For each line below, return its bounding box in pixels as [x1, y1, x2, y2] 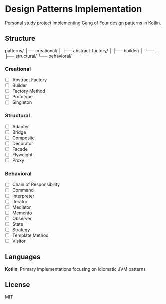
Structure [5, 34, 36, 43]
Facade [12, 146, 28, 152]
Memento [12, 210, 32, 216]
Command [12, 187, 34, 193]
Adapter [12, 123, 29, 129]
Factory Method [12, 88, 46, 94]
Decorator [12, 140, 33, 146]
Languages [5, 253, 41, 261]
